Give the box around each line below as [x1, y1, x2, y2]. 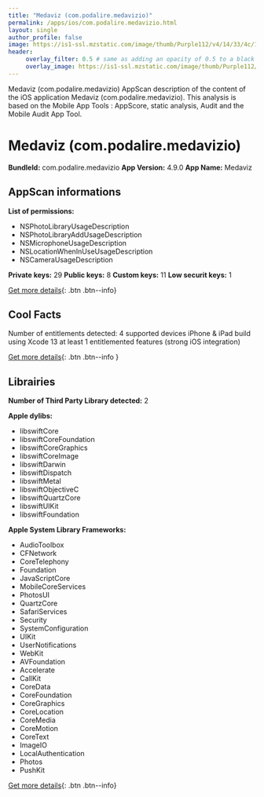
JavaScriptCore [19, 574, 71, 583]
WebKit [19, 649, 44, 658]
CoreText [19, 732, 49, 742]
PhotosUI [19, 590, 49, 600]
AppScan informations [8, 185, 122, 199]
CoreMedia [19, 715, 57, 725]
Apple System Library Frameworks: [8, 525, 126, 535]
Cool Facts [8, 308, 61, 321]
